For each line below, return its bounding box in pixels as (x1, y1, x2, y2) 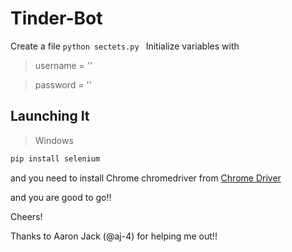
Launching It (10, 108, 90, 125)
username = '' (34, 59, 93, 71)
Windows (34, 134, 74, 146)
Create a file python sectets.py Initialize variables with (10, 40, 240, 52)
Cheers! (10, 210, 43, 222)
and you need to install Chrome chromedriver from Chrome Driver (10, 172, 282, 184)
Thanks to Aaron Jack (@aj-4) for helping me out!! (10, 230, 218, 242)
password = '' (34, 78, 92, 91)
